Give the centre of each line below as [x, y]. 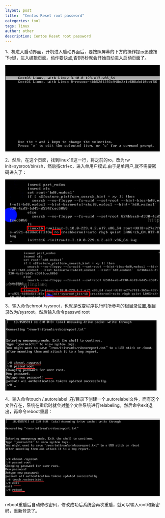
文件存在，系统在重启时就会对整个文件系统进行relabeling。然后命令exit [77, 405]
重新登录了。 [27, 511]
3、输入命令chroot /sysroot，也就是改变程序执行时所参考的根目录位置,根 [79, 306]
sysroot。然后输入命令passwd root [55, 312]
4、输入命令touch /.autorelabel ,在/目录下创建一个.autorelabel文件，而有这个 [82, 399]
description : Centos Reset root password [48, 36]
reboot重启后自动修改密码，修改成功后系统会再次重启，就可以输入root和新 [80, 504]
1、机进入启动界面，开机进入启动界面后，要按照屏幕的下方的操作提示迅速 [79, 51]
